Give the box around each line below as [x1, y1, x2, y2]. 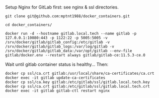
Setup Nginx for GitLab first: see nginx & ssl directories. [5, 4, 119, 10]
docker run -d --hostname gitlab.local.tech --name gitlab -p [5, 31, 137, 36]
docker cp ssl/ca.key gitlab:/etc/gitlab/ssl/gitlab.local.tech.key [5, 80, 150, 85]
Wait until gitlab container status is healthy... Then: [5, 61, 108, 67]
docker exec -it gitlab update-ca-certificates [5, 75, 106, 80]
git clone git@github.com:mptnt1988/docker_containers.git [5, 14, 130, 19]
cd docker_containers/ [5, 22, 52, 27]
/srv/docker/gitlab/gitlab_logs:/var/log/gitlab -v [5, 44, 114, 49]
